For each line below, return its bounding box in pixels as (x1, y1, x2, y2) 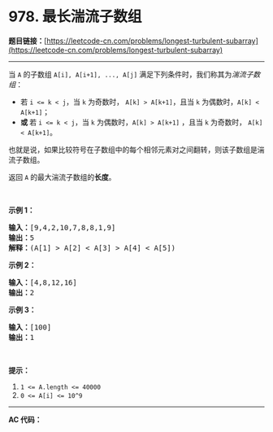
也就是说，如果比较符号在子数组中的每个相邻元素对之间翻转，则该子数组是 (8, 144, 258, 155)
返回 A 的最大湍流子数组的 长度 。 (8, 172, 116, 181)
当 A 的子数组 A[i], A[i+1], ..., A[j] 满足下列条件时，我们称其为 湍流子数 (8, 69, 261, 79)
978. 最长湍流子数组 (8, 7, 142, 26)
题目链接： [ (8, 36, 47, 46)
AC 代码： (8, 414, 42, 424)
